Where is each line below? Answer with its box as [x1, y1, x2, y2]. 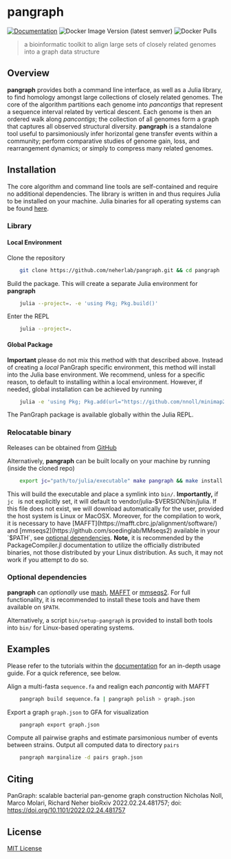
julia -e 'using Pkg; [19, 398, 81, 405]
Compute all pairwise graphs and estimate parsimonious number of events [7, 733, 219, 742]
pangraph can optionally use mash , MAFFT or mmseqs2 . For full [7, 588, 191, 596]
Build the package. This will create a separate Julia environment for [7, 279, 198, 287]
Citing [7, 773, 34, 785]
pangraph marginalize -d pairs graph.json [19, 754, 143, 761]
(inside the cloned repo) [7, 464, 76, 472]
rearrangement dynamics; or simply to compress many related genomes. [7, 144, 214, 152]
